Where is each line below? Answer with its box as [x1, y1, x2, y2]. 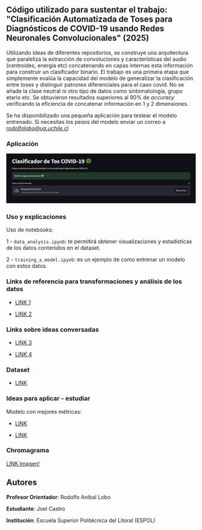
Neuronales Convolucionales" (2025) [6, 33, 149, 43]
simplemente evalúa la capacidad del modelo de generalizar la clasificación [6, 75, 194, 82]
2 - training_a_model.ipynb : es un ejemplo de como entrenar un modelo [6, 256, 185, 263]
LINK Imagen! [6, 460, 40, 467]
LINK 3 [14, 339, 32, 346]
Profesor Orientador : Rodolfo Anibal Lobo [6, 493, 111, 501]
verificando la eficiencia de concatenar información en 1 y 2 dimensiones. [6, 100, 189, 107]
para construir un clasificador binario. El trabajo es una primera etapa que [6, 68, 189, 75]
